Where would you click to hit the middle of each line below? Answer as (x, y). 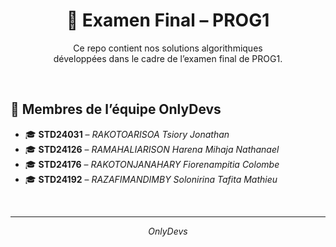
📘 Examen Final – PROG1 (168, 20)
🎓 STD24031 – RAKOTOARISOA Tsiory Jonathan (127, 134)
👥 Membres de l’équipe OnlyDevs (116, 109)
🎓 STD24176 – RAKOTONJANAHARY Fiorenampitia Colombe (152, 164)
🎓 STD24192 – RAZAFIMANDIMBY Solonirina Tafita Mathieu (151, 179)
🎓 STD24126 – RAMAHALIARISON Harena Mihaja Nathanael (152, 149)
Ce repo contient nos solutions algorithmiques (168, 48)
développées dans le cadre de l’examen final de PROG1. (168, 58)
